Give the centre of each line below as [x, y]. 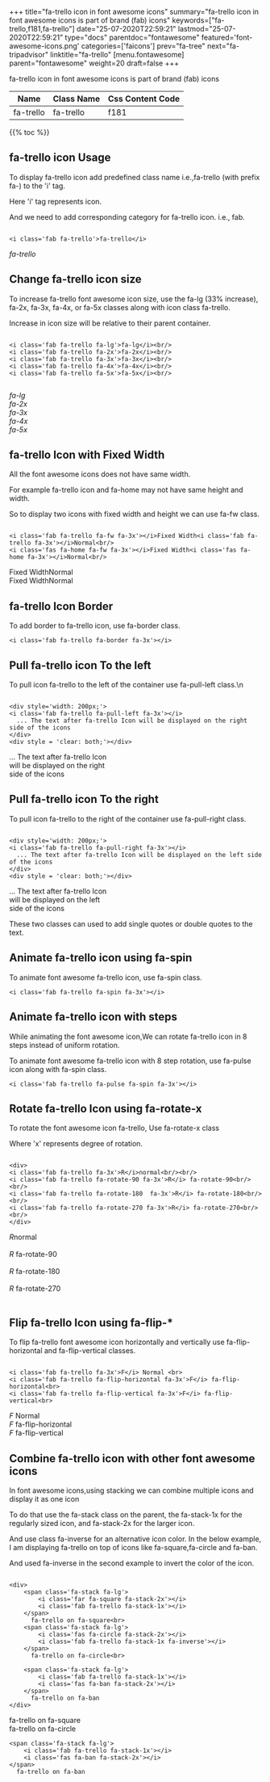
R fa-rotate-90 [33, 1255]
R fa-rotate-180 [35, 1271]
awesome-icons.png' [44, 46]
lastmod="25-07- [207, 29]
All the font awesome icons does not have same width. [100, 474]
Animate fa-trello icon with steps [93, 1017]
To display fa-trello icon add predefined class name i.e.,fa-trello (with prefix [135, 177]
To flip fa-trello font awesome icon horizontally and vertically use [117, 1342]
